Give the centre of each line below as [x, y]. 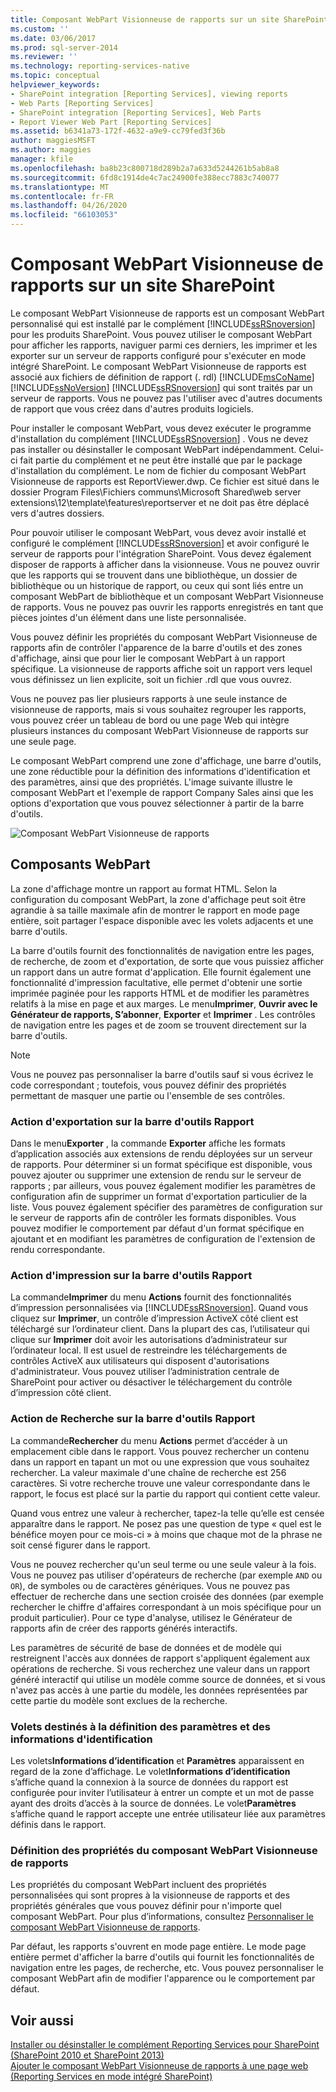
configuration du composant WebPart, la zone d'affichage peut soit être [158, 899]
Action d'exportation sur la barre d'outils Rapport [132, 1121]
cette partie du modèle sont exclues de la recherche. [119, 1700]
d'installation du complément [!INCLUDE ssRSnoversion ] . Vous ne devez [159, 438]
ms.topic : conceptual [55, 76]
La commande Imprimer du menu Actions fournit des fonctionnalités [151, 1297]
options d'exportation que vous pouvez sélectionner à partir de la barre [157, 803]
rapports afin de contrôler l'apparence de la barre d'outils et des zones [156, 647]
